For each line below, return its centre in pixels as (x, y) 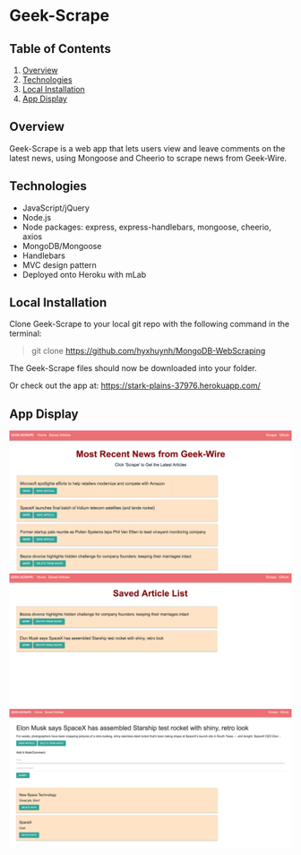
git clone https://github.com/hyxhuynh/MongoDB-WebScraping (148, 351)
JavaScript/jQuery (56, 208)
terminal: (26, 333)
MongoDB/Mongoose (62, 246)
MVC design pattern (59, 264)
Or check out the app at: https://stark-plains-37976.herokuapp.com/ (135, 385)
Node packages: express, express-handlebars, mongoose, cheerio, (146, 227)
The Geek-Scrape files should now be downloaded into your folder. (133, 368)
